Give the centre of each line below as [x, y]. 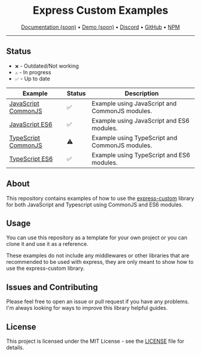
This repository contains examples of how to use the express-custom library [100, 198]
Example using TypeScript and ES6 [141, 155]
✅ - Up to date [32, 78]
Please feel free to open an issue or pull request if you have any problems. [98, 302]
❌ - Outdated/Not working [47, 66]
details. [15, 347]
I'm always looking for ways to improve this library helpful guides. [87, 308]
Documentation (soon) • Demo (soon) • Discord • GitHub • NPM [100, 27]
